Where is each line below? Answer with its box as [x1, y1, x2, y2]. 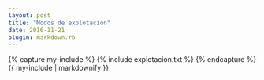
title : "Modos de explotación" [8, 19, 111, 27]
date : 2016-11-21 [8, 26, 65, 34]
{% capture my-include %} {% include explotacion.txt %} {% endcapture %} [8, 55, 257, 64]
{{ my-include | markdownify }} [8, 64, 110, 73]
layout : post [8, 11, 51, 20]
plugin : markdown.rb [8, 33, 76, 42]
